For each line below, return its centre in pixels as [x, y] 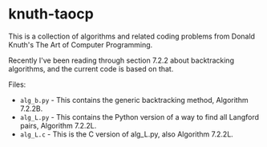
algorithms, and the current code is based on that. [91, 68]
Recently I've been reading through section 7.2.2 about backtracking [121, 60]
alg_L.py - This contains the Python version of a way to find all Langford [139, 116]
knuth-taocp [51, 14]
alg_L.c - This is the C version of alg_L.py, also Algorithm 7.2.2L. [127, 134]
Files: [17, 84]
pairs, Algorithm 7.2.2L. [58, 125]
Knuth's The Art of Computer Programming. [81, 44]
